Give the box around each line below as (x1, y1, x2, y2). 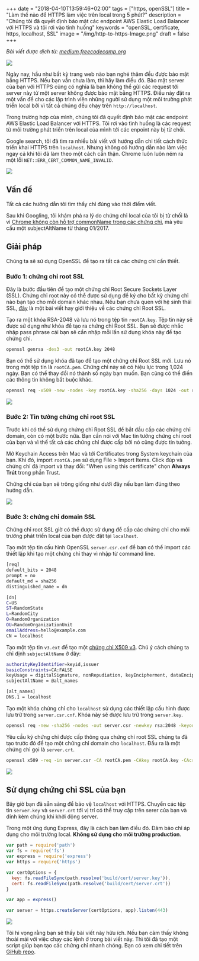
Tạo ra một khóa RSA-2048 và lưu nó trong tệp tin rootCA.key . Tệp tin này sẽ (6, 316, 193, 323)
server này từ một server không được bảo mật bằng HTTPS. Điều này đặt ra (6, 89, 191, 97)
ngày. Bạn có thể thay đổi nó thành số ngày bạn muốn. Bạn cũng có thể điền (6, 370, 193, 377)
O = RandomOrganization (6, 616, 60, 623)
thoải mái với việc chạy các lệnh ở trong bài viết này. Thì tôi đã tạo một (6, 936, 178, 943)
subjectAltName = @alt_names (6, 678, 78, 684)
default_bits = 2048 (6, 567, 57, 574)
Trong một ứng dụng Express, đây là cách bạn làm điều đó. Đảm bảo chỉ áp (6, 825, 191, 832)
